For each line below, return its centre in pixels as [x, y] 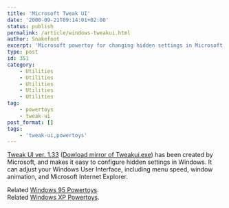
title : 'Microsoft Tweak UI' [49, 13]
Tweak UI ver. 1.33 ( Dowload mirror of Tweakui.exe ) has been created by [110, 155]
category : [21, 65]
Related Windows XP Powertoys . [53, 198]
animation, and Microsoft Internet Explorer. [68, 177]
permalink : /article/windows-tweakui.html [69, 33]
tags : [15, 129]
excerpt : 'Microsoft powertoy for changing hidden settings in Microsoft [115, 45]
